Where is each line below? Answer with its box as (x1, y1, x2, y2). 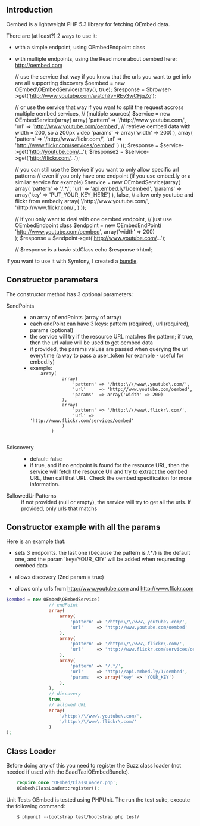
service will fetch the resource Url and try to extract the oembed (29, 468, 187, 475)
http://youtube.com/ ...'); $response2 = (29, 148, 124, 155)
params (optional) (29, 326, 74, 333)
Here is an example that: (6, 538, 66, 545)
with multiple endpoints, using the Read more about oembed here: (14, 55, 177, 62)
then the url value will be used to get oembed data (29, 339, 154, 346)
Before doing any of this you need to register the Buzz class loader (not (6, 762, 182, 769)
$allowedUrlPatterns (6, 492, 57, 499)
